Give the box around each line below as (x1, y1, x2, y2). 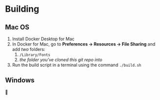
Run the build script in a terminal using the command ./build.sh (12, 62, 141, 68)
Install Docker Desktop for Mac (12, 36, 75, 42)
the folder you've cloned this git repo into (19, 57, 102, 62)
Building (5, 3, 40, 15)
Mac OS (5, 23, 30, 31)
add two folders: (12, 47, 45, 52)
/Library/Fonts (19, 52, 50, 57)
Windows (5, 76, 35, 84)
